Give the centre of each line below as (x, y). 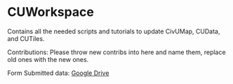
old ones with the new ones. (48, 59)
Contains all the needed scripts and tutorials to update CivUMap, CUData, (114, 31)
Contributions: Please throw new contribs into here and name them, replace (116, 52)
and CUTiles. (26, 38)
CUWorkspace (51, 12)
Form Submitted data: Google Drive (58, 73)
